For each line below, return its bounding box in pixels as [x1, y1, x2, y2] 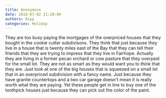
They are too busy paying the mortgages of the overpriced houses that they [5, 35, 161, 41]
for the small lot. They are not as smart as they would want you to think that [5, 61, 160, 67]
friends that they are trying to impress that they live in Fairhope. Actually [5, 50, 154, 56]
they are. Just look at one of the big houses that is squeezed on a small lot [5, 66, 158, 72]
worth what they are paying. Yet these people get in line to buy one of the [5, 82, 156, 88]
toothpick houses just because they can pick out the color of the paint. [5, 87, 151, 93]
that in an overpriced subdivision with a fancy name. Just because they [5, 71, 152, 77]
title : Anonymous [5, 7, 41, 12]
